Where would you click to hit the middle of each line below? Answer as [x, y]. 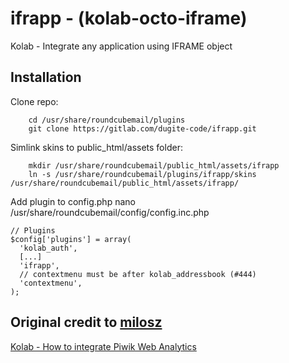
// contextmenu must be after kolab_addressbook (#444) [138, 274]
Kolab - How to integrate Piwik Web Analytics [103, 346]
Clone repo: [34, 101]
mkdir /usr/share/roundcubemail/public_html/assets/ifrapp [154, 165]
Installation [46, 77]
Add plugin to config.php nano [73, 201]
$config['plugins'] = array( [71, 239]
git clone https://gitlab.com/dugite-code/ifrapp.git [142, 128]
